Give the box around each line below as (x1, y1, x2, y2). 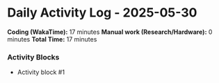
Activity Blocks (7, 52, 60, 62)
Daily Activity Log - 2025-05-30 (7, 5, 197, 21)
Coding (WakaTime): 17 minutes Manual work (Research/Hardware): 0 (7, 28, 213, 36)
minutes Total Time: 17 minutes (7, 35, 97, 43)
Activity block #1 (17, 68, 65, 77)
